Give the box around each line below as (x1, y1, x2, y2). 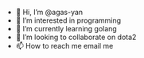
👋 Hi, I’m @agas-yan (15, 8, 84, 16)
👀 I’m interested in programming (15, 16, 122, 25)
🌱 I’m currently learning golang (15, 24, 117, 33)
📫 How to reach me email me (15, 42, 114, 50)
